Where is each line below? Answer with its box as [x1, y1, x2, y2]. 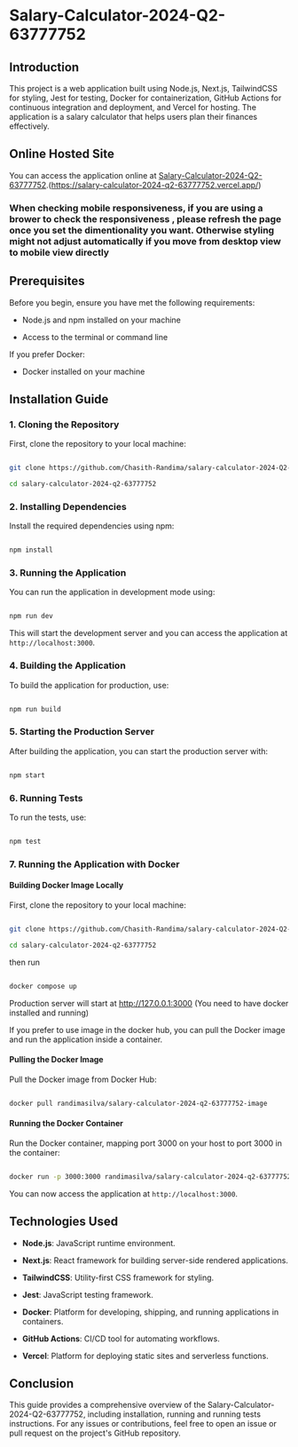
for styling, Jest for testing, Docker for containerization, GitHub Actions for [9, 92, 282, 103]
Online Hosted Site [9, 147, 115, 162]
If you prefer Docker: [9, 348, 86, 360]
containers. [21, 1316, 64, 1326]
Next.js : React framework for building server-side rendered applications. [21, 1254, 288, 1266]
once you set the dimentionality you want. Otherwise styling [9, 224, 275, 236]
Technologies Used [9, 1214, 118, 1229]
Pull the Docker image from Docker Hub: [9, 1074, 157, 1085]
